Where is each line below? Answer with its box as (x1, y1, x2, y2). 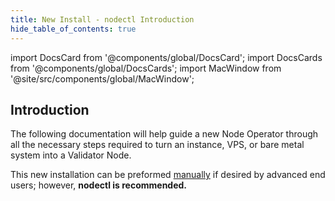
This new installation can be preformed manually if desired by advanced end (10, 169, 326, 181)
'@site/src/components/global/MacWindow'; (10, 72, 195, 85)
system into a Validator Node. (10, 149, 132, 161)
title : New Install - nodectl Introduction (10, 14, 195, 25)
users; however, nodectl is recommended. (10, 179, 188, 191)
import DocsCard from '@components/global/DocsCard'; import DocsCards (10, 51, 323, 63)
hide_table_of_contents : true (10, 24, 137, 34)
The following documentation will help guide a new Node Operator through (10, 128, 319, 140)
